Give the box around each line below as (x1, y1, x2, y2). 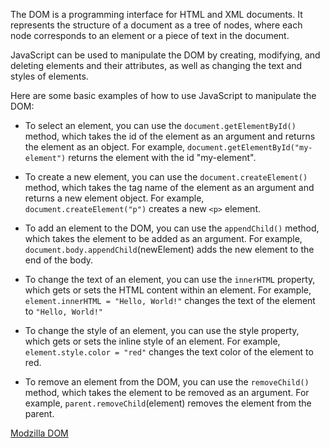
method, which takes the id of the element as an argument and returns (24, 130, 316, 142)
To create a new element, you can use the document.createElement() (24, 171, 308, 183)
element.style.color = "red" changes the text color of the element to (24, 346, 314, 358)
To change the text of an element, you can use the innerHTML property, (24, 274, 316, 285)
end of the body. (24, 254, 94, 266)
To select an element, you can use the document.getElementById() (24, 120, 297, 131)
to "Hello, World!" (24, 305, 103, 317)
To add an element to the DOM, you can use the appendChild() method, (24, 222, 320, 234)
